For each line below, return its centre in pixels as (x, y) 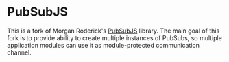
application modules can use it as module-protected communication (104, 45)
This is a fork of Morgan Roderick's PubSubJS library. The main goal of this (113, 31)
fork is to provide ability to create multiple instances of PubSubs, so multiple (115, 37)
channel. (20, 52)
